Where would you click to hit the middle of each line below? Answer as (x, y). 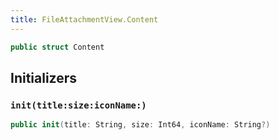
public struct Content (57, 47)
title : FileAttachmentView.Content (84, 19)
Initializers (44, 77)
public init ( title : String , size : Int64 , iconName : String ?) (140, 125)
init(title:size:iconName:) (78, 105)
